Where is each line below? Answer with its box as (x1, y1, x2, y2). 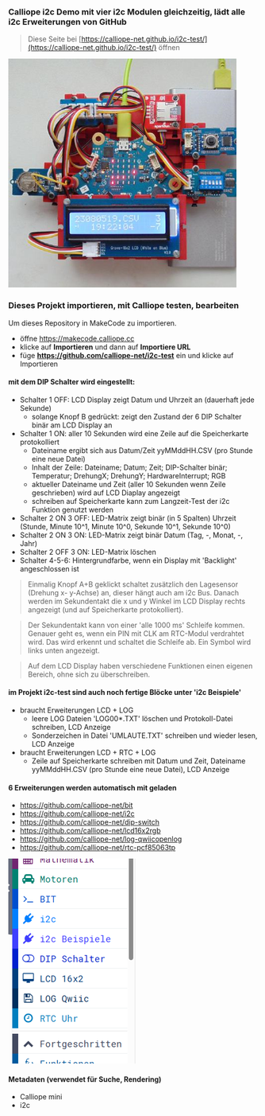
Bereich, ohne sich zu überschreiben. (27, 669, 151, 679)
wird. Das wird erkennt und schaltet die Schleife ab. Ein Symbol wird (27, 637, 252, 646)
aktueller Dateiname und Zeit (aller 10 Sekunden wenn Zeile (31, 479, 226, 489)
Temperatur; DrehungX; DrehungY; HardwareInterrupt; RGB (31, 470, 226, 480)
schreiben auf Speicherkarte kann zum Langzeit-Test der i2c (31, 496, 230, 505)
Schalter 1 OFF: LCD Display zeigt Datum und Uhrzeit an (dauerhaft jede (19, 395, 255, 404)
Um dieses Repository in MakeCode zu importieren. (8, 318, 177, 328)
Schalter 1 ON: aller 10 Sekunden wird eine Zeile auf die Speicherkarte (19, 428, 249, 438)
